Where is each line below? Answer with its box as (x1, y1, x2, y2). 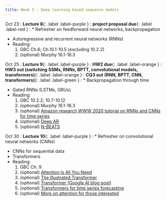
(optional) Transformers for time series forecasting (19, 185, 124, 191)
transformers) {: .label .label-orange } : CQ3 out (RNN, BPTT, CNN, (5, 71, 143, 77)
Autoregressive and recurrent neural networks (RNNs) (12, 36, 124, 42)
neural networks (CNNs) (5, 138, 55, 144)
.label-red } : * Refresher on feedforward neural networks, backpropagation (5, 26, 161, 32)
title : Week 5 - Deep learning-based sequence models (5, 7, 120, 12)
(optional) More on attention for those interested (19, 190, 119, 196)
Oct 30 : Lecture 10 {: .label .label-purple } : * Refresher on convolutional (5, 133, 154, 139)
